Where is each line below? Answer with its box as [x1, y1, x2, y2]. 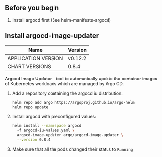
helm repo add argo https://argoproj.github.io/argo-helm [12, 100, 135, 105]
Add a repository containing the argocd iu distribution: [12, 90, 123, 96]
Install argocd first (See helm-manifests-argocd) [12, 17, 111, 23]
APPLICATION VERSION [7, 55, 63, 62]
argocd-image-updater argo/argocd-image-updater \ [17, 133, 124, 138]
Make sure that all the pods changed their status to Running [12, 146, 133, 152]
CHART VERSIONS [7, 63, 51, 70]
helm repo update [12, 104, 49, 110]
